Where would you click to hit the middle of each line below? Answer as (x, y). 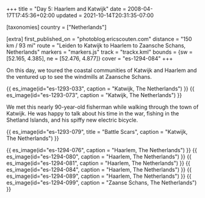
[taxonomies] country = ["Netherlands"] (56, 27)
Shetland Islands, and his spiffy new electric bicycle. (72, 120)
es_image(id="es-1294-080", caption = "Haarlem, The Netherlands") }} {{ (99, 156)
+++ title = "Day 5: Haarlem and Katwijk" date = (67, 9)
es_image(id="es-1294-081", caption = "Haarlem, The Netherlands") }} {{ (99, 163)
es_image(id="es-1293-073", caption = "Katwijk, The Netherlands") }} (94, 95)
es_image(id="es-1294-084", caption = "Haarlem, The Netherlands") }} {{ (99, 170)
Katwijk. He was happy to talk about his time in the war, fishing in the (93, 113)
